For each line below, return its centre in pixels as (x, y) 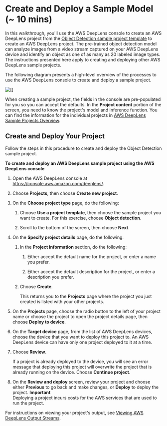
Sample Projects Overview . (33, 120)
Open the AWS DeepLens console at (50, 178)
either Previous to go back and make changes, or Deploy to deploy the (85, 387)
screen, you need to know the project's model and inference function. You (82, 110)
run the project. (28, 403)
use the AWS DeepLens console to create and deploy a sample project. (78, 80)
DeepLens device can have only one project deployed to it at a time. (82, 342)
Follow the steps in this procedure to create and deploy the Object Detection (83, 148)
